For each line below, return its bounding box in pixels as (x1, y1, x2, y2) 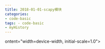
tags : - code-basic (5, 20, 44, 26)
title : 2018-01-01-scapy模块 (5, 7, 62, 12)
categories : (5, 12, 29, 16)
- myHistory (5, 25, 29, 30)
